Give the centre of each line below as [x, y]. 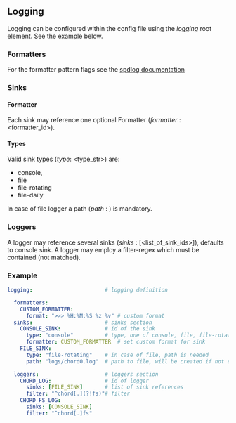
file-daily [30, 195]
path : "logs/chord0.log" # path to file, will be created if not [125, 361]
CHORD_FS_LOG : [40, 401]
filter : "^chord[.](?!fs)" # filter [78, 394]
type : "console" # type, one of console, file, [111, 336]
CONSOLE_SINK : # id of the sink [88, 329]
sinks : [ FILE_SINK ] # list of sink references [105, 387]
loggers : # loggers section [86, 374]
